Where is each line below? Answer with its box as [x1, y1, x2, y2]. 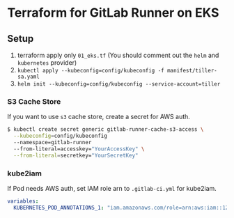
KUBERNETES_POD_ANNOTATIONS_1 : [13, 204, 104, 211]
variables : [7, 197, 39, 205]
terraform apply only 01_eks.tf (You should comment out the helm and [17, 51, 219, 59]
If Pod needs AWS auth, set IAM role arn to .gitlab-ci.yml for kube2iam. [7, 184, 217, 192]
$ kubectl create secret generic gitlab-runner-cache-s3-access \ [7, 126, 204, 133]
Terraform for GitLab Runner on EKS [7, 5, 219, 21]
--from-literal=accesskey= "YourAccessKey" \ [13, 145, 145, 153]
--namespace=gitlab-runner [13, 139, 92, 146]
